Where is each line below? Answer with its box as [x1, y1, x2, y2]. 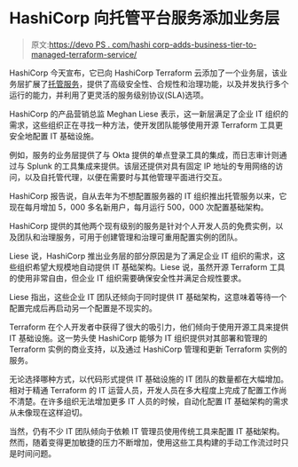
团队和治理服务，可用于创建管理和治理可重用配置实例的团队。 [16, 232, 242, 242]
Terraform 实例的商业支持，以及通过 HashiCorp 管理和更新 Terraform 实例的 [9, 344, 287, 354]
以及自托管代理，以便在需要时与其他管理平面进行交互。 [24, 171, 227, 182]
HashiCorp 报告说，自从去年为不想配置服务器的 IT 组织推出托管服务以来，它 [9, 190, 287, 201]
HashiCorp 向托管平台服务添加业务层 [9, 8, 280, 28]
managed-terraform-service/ [30, 49, 137, 59]
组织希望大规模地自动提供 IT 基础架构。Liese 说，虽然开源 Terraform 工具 [16, 261, 286, 272]
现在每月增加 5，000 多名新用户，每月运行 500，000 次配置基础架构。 [9, 202, 269, 212]
